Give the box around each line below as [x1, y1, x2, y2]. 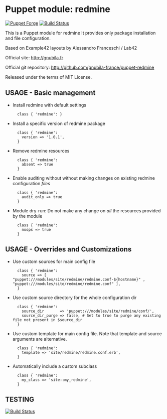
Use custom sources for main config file [12, 258, 95, 264]
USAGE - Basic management [5, 89, 96, 97]
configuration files [12, 180, 51, 186]
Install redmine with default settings [12, 102, 87, 108]
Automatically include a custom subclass [12, 363, 97, 369]
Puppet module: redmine [5, 4, 110, 15]
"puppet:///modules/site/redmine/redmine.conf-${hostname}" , [12, 277, 145, 282]
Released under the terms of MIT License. [5, 74, 92, 80]
